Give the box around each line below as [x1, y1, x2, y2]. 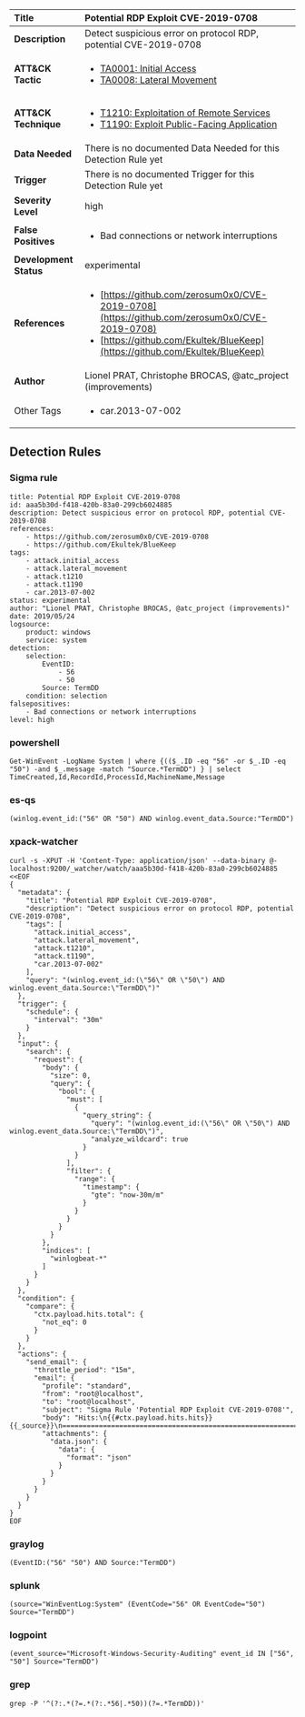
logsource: [9, 619, 51, 628]
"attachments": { [42, 1429, 107, 1438]
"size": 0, [49, 1070, 92, 1080]
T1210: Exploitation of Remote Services [99, 106, 271, 119]
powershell [9, 736, 61, 748]
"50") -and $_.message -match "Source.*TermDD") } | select [9, 764, 242, 774]
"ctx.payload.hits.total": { [33, 1310, 144, 1319]
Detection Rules [9, 445, 102, 460]
